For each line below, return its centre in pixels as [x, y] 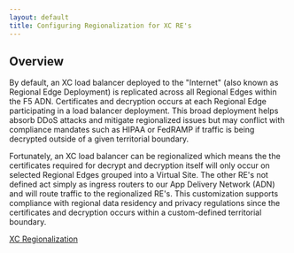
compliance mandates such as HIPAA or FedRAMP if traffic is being [132, 130]
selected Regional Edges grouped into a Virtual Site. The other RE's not [139, 175]
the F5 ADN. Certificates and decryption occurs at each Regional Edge [138, 102]
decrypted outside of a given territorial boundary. [99, 139]
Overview [37, 61]
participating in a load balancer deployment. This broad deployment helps [144, 111]
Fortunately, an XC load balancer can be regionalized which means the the [145, 157]
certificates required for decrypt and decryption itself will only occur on [139, 165]
